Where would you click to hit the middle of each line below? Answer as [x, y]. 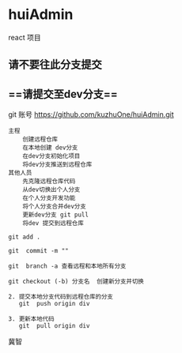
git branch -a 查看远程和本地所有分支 [67, 266]
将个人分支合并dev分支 [55, 207]
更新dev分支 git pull [56, 215]
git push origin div [54, 304]
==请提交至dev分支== [63, 94]
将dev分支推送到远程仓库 [57, 165]
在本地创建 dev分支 [50, 148]
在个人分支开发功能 [49, 198]
